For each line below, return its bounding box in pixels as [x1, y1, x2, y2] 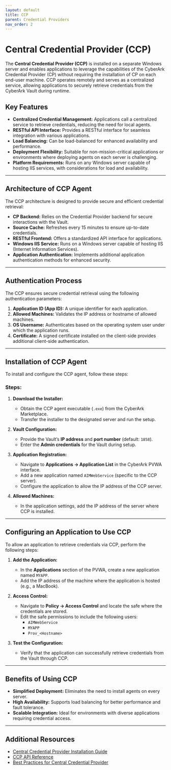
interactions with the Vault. [12, 219, 69, 225]
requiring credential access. [12, 715, 72, 721]
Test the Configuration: [12, 640, 64, 646]
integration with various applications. [12, 132, 91, 138]
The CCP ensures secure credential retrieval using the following [5, 290, 139, 296]
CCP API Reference [12, 754, 53, 760]
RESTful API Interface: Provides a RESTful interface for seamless [12, 127, 151, 133]
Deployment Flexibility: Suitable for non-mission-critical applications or [12, 149, 164, 155]
